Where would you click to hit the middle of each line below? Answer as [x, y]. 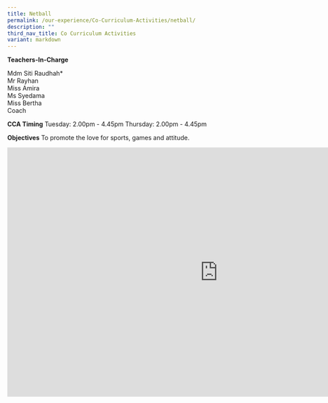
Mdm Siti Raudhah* [35, 74]
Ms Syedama [26, 96]
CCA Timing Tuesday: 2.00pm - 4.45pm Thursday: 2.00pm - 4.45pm [107, 124]
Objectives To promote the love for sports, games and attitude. [98, 138]
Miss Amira [23, 88]
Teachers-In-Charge [38, 60]
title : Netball [29, 14]
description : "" [31, 27]
